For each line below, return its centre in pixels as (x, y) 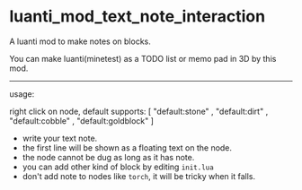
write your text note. (60, 138)
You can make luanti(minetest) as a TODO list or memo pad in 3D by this (143, 58)
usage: (22, 94)
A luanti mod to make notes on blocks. (80, 41)
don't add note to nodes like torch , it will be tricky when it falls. (139, 176)
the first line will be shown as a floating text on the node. (127, 147)
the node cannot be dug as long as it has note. (108, 157)
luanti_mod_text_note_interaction (138, 17)
